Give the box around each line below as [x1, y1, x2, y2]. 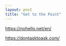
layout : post [5, 7, 32, 12]
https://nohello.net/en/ [5, 25, 51, 31]
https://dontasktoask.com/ [5, 35, 60, 41]
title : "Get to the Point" [5, 12, 61, 17]
